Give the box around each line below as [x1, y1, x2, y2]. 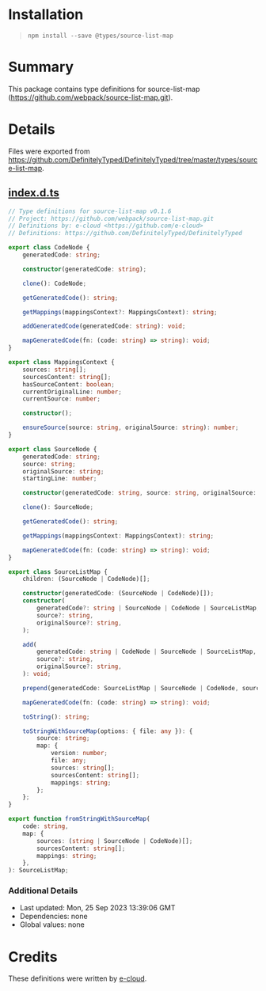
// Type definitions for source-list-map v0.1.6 [8, 207, 172, 215]
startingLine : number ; [22, 475, 97, 483]
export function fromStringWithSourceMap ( [8, 815, 150, 823]
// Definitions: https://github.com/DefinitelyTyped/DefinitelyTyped [8, 230, 243, 237]
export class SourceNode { [8, 445, 97, 453]
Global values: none [19, 920, 85, 929]
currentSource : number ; [22, 395, 101, 403]
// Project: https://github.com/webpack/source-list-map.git [8, 215, 215, 222]
